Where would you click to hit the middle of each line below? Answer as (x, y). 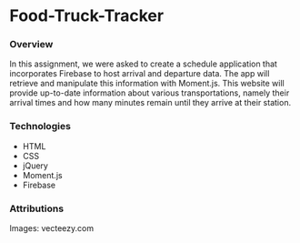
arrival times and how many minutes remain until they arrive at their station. (150, 103)
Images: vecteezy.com (51, 228)
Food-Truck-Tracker (87, 16)
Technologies (40, 127)
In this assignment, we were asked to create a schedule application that (143, 64)
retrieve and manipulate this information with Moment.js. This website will (147, 84)
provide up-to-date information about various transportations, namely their (150, 93)
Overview (31, 45)
